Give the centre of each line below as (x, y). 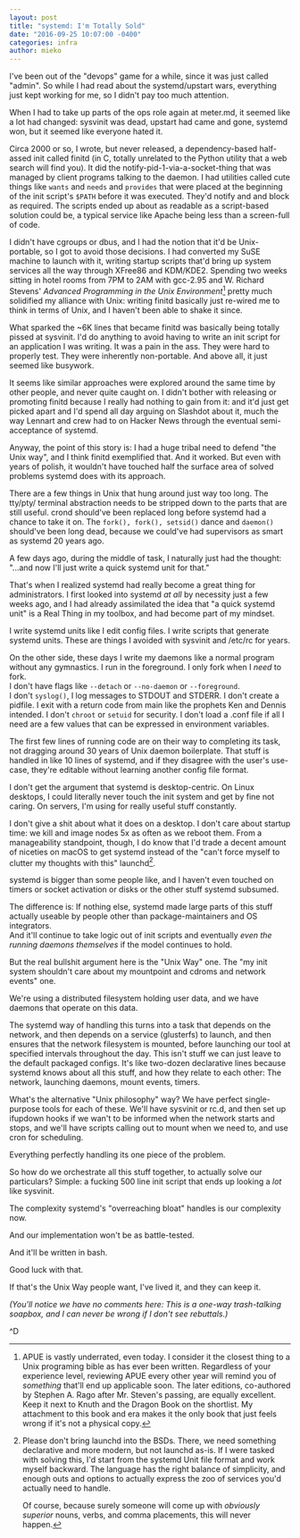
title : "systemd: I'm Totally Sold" (77, 26)
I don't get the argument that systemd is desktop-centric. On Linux (132, 786)
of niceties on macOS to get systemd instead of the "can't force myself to (145, 852)
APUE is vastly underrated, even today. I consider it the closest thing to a (156, 1357)
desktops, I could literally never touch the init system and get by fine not (142, 796)
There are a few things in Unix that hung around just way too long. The (139, 493)
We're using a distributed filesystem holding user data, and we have (134, 998)
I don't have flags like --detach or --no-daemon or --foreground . (125, 685)
